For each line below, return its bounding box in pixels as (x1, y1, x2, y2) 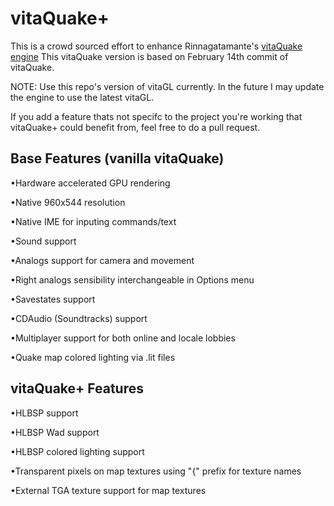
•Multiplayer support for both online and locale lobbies (10, 332, 236, 344)
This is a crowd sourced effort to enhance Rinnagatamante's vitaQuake (10, 40, 303, 52)
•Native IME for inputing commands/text (10, 215, 177, 227)
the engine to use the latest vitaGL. (10, 91, 155, 103)
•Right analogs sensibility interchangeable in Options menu (10, 273, 255, 286)
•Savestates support (10, 293, 96, 305)
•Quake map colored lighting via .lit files (10, 351, 176, 363)
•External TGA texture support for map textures (10, 484, 207, 496)
